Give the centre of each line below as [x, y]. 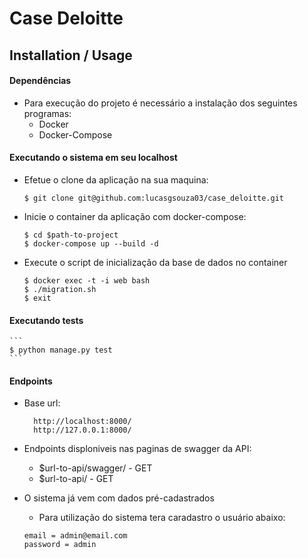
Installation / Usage [71, 55]
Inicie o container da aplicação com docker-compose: [135, 216]
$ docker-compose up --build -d [91, 243]
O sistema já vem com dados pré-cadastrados [119, 498]
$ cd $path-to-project [71, 235]
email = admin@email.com [75, 536]
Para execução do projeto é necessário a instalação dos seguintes [160, 103]
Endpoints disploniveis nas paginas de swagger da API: [137, 449]
